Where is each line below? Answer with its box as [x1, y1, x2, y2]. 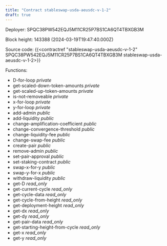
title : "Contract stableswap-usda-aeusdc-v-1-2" [5, 7, 111, 13]
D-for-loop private [12, 77, 52, 83]
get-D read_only [12, 180, 48, 187]
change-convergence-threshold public [12, 126, 95, 132]
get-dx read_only [12, 208, 50, 214]
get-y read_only [12, 235, 47, 241]
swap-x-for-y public [12, 164, 55, 170]
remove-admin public [12, 148, 58, 154]
